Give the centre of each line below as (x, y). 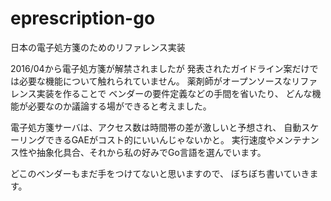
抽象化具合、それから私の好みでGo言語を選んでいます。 (151, 152)
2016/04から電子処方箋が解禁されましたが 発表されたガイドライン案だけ (160, 68)
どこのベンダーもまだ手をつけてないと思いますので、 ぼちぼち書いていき (160, 173)
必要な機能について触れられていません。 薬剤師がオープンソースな (155, 81)
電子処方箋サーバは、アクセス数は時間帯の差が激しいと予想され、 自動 (156, 127)
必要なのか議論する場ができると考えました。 (119, 106)
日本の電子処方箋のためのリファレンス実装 (98, 47)
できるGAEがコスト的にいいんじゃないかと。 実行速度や (160, 139)
